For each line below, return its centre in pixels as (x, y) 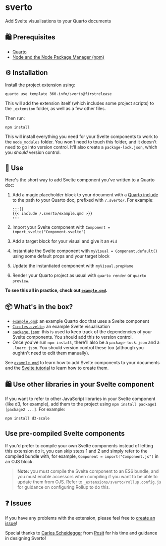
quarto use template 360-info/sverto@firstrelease (58, 94)
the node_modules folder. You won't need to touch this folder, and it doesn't (81, 141)
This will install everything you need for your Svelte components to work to (82, 136)
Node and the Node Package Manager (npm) (58, 57)
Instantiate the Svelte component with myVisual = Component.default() (85, 251)
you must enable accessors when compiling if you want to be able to (87, 476)
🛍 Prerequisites (30, 37)
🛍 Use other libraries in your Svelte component (80, 384)
